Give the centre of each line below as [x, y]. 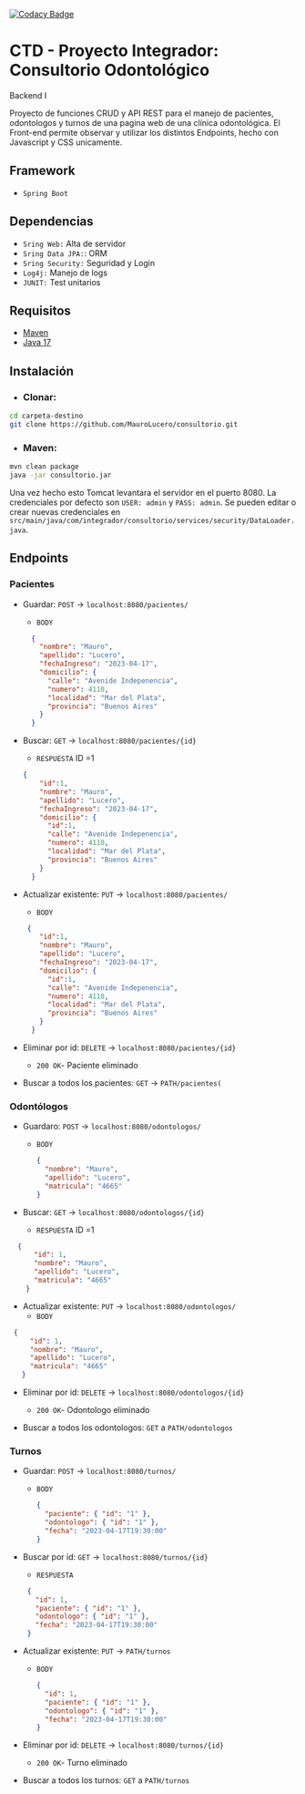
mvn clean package [44, 467]
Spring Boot [45, 193]
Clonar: [40, 397]
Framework [42, 171]
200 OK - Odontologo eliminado [93, 1410]
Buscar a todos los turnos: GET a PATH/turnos [106, 1780]
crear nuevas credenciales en [65, 511]
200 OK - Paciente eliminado [87, 1065]
